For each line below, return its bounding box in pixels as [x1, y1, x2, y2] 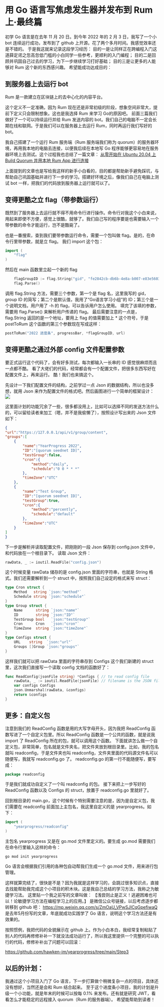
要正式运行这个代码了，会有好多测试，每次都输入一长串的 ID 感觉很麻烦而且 [5, 359, 157, 365]
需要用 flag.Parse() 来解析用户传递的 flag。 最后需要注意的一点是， [5, 308, 140, 314]
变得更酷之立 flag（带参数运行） [5, 196, 102, 204]
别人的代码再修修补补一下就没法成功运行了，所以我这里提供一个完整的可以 [5, 933, 155, 939]
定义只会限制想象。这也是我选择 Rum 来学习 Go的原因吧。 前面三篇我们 [13, 110, 158, 116]
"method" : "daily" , [31, 461, 69, 467]
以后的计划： [5, 964, 44, 973]
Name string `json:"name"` [14, 608, 80, 613]
